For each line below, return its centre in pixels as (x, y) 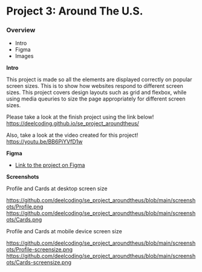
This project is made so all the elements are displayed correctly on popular (99, 79)
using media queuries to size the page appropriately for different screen (96, 99)
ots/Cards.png (24, 220)
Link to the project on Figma (50, 165)
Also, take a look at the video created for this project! (72, 135)
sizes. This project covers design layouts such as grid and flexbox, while (96, 93)
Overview (21, 30)
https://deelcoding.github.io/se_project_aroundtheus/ (73, 124)
